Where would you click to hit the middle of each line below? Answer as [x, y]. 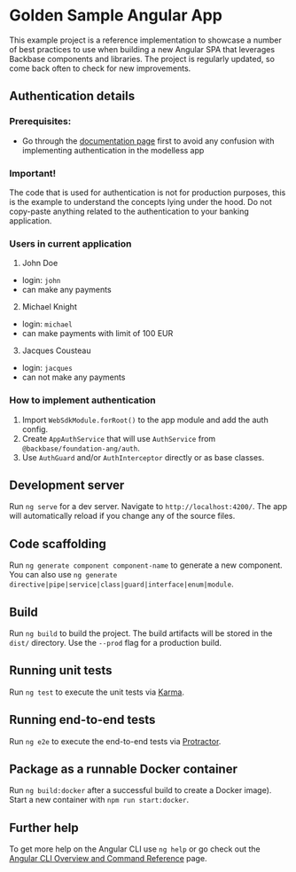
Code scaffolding [58, 543]
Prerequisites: [40, 122]
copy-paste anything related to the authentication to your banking [129, 211]
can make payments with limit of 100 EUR [97, 334]
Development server [67, 485]
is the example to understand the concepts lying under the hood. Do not [140, 201]
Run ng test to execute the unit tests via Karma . [97, 692]
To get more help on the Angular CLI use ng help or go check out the [135, 849]
